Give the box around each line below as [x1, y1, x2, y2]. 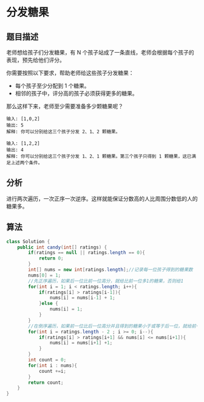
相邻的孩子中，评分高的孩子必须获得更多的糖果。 [15, 90, 138, 97]
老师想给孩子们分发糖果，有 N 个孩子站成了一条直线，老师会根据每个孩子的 [6, 49, 194, 56]
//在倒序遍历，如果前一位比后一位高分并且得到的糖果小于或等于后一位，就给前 [28, 323, 196, 329]
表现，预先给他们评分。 [6, 56, 65, 64]
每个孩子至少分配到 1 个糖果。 [15, 82, 90, 89]
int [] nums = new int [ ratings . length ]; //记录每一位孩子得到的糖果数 [28, 267, 193, 273]
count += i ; [38, 368, 67, 374]
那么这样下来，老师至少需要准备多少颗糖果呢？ [6, 102, 123, 110]
